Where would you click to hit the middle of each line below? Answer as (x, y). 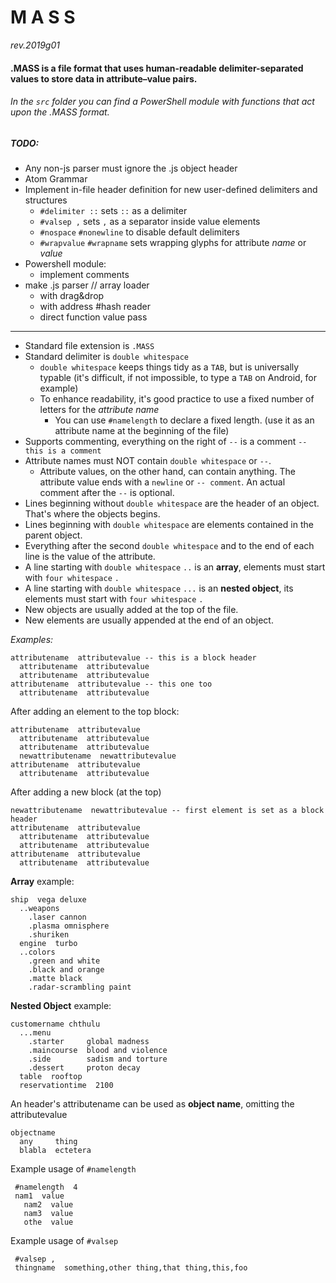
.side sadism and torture (98, 1059)
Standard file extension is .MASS (89, 346)
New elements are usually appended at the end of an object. (149, 620)
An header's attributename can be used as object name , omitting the (152, 1104)
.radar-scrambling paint (80, 987)
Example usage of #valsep (64, 1241)
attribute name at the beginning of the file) (142, 431)
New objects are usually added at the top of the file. (131, 610)
